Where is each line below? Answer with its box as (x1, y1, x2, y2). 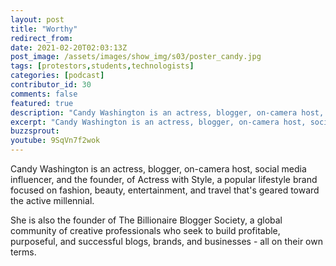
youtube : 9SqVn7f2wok (10, 136, 101, 146)
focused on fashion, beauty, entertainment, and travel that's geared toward (10, 184, 320, 196)
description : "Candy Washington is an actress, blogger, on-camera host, (10, 107, 325, 118)
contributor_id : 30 (10, 80, 92, 90)
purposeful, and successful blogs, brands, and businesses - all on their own (10, 236, 323, 247)
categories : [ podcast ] (10, 71, 105, 81)
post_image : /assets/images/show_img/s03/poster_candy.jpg (10, 52, 262, 62)
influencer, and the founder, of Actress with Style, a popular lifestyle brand (10, 174, 318, 185)
